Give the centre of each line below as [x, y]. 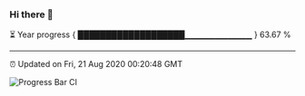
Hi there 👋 [32, 14]
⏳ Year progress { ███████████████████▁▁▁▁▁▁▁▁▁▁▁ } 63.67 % [151, 34]
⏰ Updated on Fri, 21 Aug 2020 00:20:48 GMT [96, 64]
